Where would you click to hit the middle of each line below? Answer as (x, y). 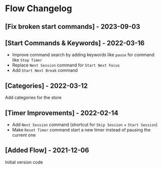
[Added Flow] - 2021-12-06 (47, 150)
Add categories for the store (33, 98)
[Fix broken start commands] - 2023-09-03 (72, 27)
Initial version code (24, 162)
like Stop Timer (27, 60)
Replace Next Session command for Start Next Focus (66, 65)
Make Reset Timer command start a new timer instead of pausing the (81, 130)
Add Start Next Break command (45, 70)
